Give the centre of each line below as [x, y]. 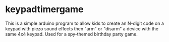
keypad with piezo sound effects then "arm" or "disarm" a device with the [82, 28]
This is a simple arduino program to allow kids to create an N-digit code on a [84, 23]
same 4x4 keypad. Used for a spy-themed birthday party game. [71, 34]
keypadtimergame [44, 9]
